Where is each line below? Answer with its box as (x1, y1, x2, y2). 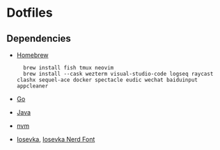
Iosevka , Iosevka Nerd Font (16, 135, 95, 143)
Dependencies (6, 33, 71, 44)
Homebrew (16, 51, 49, 59)
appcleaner (16, 83, 49, 90)
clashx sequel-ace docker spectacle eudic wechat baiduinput (16, 76, 198, 83)
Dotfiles (6, 5, 53, 21)
